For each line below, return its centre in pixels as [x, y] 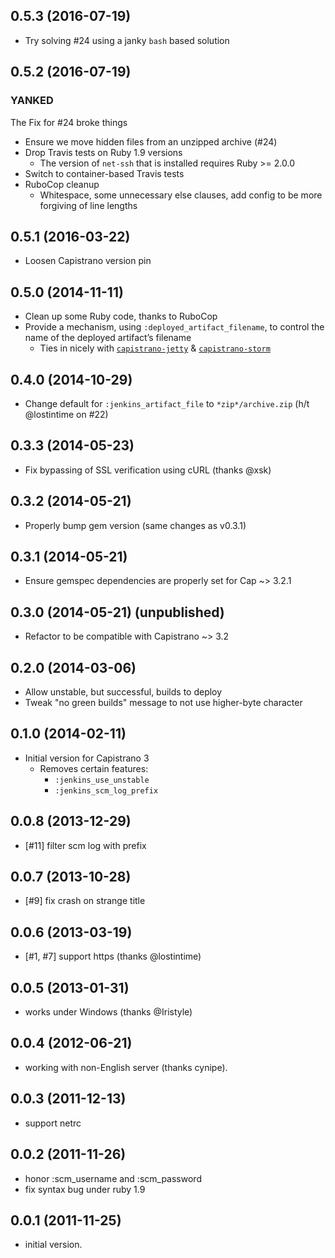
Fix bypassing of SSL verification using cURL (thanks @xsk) [148, 470]
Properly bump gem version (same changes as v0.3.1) [135, 525]
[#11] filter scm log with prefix [85, 845]
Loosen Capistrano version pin [88, 261]
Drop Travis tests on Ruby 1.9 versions [103, 152]
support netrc [53, 1123]
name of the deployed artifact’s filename [108, 338]
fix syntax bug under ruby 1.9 [85, 1189]
